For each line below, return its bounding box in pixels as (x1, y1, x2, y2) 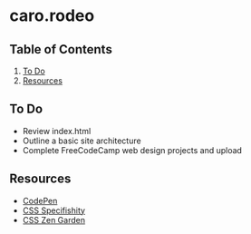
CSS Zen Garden (22, 214, 86, 225)
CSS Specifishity (22, 205, 86, 216)
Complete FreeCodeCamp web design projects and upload (22, 144, 243, 155)
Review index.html (22, 125, 92, 136)
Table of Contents (9, 42, 113, 57)
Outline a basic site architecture (22, 135, 142, 146)
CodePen (22, 195, 58, 206)
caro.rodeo (9, 5, 95, 26)
